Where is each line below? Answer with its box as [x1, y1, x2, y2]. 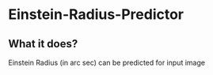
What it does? [8, 37, 78, 51]
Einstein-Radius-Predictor [8, 6, 184, 24]
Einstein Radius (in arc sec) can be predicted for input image [8, 58, 206, 67]
